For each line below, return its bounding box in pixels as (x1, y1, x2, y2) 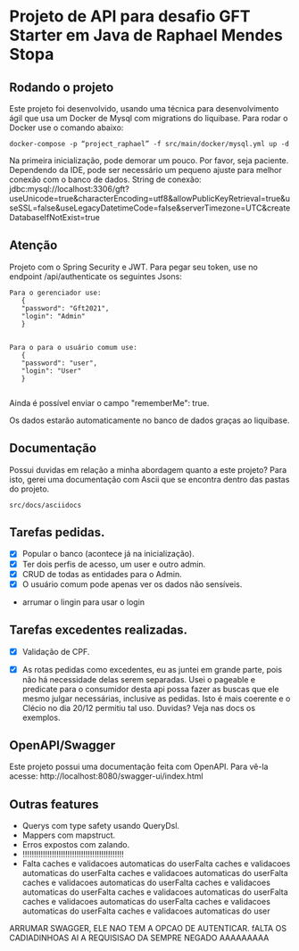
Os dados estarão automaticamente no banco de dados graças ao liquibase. (9, 415, 290, 426)
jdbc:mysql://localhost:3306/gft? (9, 184, 129, 194)
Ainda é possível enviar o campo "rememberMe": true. (9, 397, 210, 408)
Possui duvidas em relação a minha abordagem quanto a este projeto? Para (9, 464, 287, 475)
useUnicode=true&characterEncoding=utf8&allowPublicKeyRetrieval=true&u (9, 194, 291, 203)
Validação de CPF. (21, 646, 90, 657)
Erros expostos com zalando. (21, 839, 130, 850)
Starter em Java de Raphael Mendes (9, 25, 283, 45)
